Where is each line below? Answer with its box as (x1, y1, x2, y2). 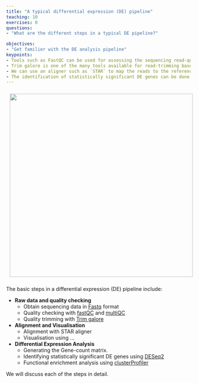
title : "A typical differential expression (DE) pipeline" (6, 8, 153, 15)
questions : (6, 25, 33, 31)
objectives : (6, 41, 35, 47)
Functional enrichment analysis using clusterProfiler (23, 359, 149, 367)
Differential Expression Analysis (14, 341, 95, 348)
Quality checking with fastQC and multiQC (23, 309, 126, 317)
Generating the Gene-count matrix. (23, 347, 108, 354)
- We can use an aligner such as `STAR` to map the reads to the (6, 68, 169, 74)
